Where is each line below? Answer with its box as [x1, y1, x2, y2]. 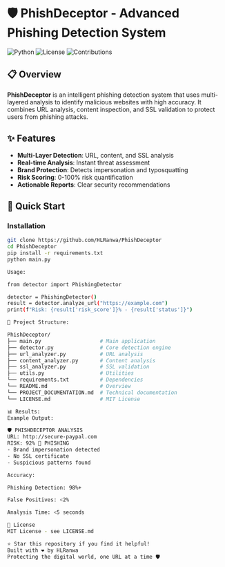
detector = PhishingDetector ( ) [7, 293, 97, 301]
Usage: [7, 268, 26, 275]
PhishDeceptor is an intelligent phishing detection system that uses [7, 91, 200, 99]
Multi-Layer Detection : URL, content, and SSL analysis [17, 151, 174, 159]
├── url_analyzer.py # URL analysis [7, 351, 144, 357]
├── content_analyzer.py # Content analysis [7, 357, 156, 364]
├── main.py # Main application [7, 337, 156, 344]
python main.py [7, 256, 51, 263]
